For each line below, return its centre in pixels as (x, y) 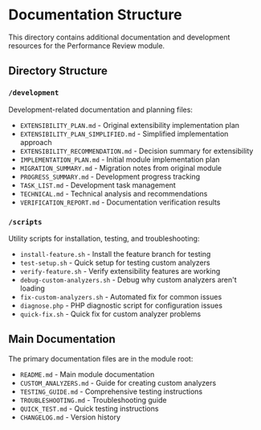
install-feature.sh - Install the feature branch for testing (115, 254)
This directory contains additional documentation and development (119, 37)
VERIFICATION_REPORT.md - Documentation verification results (120, 202)
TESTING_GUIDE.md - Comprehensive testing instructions (111, 391)
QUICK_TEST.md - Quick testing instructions (89, 408)
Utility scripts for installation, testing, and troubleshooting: (104, 238)
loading (33, 288)
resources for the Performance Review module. (87, 45)
